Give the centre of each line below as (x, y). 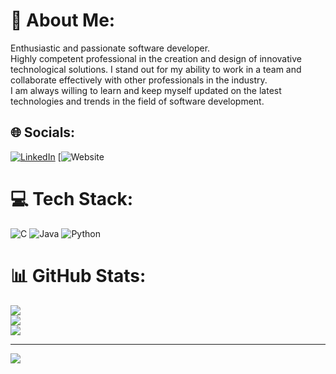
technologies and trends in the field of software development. (137, 101)
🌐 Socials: (43, 132)
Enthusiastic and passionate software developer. (110, 48)
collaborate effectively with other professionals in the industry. (139, 80)
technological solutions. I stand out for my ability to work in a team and (156, 69)
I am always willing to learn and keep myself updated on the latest (146, 90)
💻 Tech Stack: (72, 198)
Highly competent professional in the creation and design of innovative (156, 58)
